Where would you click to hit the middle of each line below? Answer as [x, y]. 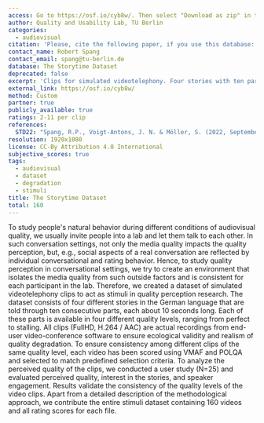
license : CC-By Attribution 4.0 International [86, 147]
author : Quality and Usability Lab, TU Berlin [86, 23]
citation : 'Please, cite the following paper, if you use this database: [132, 45]
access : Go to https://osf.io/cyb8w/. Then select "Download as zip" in [130, 15]
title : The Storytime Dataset [58, 198]
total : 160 [26, 205]
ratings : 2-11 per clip [47, 118]
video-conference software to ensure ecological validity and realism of [139, 336]
